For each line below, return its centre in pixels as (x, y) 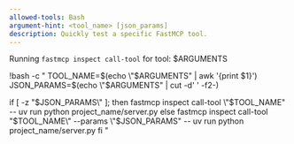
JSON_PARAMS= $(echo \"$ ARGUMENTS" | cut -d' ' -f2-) (114, 86)
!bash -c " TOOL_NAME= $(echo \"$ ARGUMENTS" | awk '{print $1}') (133, 76)
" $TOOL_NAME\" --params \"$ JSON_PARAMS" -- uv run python (127, 121)
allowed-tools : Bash (47, 17)
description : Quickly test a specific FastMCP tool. (108, 34)
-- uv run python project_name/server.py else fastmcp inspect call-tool (139, 112)
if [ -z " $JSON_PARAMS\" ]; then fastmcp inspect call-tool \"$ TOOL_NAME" (147, 102)
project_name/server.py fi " (59, 131)
